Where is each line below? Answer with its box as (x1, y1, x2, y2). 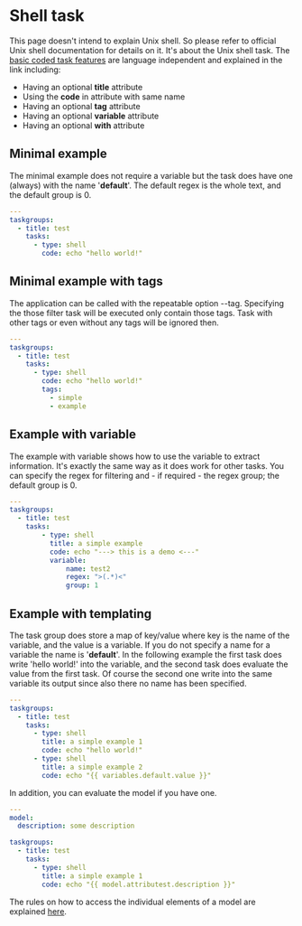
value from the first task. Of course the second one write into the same (9, 668, 273, 678)
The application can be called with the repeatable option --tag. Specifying (9, 297, 285, 308)
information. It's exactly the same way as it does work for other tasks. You (9, 460, 285, 471)
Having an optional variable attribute (22, 110, 160, 121)
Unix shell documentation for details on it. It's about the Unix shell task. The (9, 44, 290, 55)
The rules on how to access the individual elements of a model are (9, 896, 256, 907)
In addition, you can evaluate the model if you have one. (9, 787, 217, 798)
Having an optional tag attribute (22, 100, 142, 111)
